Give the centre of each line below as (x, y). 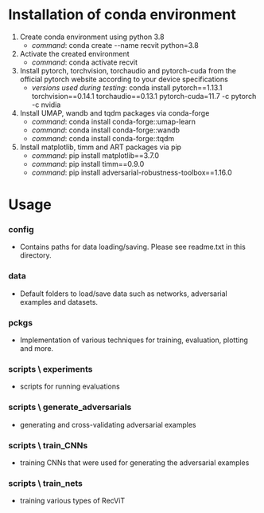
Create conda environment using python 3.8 (92, 37)
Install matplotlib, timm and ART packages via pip (100, 147)
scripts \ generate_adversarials (70, 407)
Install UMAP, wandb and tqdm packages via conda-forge (115, 112)
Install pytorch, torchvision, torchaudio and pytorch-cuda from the (128, 70)
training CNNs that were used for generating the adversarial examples (134, 462)
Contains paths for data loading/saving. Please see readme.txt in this (133, 247)
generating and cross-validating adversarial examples (108, 424)
